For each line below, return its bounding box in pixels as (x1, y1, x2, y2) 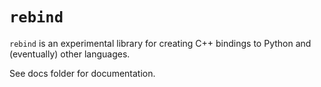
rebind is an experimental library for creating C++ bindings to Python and (9, 37, 312, 49)
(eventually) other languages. (9, 48, 131, 60)
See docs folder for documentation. (9, 67, 156, 79)
